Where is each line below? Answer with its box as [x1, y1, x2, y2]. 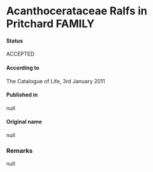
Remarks [6, 146, 33, 155]
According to [6, 64, 40, 71]
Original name [6, 118, 42, 125]
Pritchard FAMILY [6, 17, 95, 31]
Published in [6, 91, 38, 98]
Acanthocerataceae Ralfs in [6, 4, 148, 18]
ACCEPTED [6, 50, 35, 58]
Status [6, 37, 23, 44]
